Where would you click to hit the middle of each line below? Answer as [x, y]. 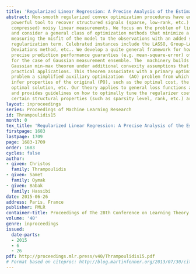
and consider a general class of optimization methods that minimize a [100, 33]
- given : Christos [28, 164]
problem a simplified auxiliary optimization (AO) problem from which [100, 77]
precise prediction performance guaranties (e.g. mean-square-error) [97, 55]
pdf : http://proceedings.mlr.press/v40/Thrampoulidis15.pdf [81, 256]
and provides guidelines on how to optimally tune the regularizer [95, 93]
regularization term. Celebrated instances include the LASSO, [90, 44]
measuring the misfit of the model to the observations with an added [99, 39]
